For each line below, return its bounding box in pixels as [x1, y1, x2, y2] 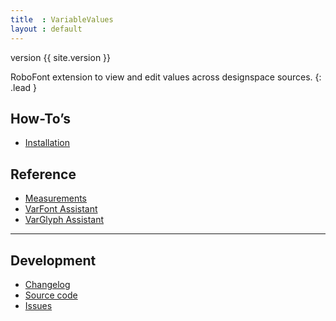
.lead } [10, 81, 38, 93]
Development [10, 252, 97, 269]
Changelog [24, 278, 71, 290]
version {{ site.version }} [10, 51, 112, 63]
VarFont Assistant [24, 203, 98, 215]
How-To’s [10, 110, 71, 127]
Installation [24, 137, 71, 149]
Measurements [24, 192, 88, 205]
